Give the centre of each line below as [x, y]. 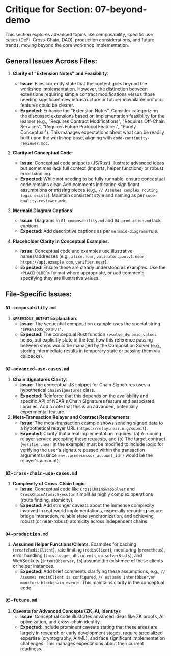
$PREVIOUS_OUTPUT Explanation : [45, 318]
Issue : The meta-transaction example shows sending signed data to [92, 423]
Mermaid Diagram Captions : [43, 211]
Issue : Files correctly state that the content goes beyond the [84, 83]
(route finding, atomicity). [47, 500]
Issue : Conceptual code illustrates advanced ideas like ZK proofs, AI [92, 616]
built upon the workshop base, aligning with [66, 137]
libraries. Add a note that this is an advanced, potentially [79, 406]
